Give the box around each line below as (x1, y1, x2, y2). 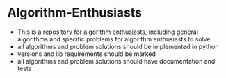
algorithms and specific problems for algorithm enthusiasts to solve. (17, 35, 213, 43)
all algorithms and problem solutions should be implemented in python (17, 42, 219, 50)
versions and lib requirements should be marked (17, 50, 156, 58)
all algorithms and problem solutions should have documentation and (17, 57, 216, 65)
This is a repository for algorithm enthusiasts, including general (17, 28, 199, 36)
